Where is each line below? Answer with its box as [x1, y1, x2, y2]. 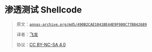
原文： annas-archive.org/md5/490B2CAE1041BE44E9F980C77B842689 [16, 21, 147, 27]
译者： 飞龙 [16, 31, 38, 37]
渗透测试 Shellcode [4, 4, 82, 15]
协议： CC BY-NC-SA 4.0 [16, 41, 66, 47]
